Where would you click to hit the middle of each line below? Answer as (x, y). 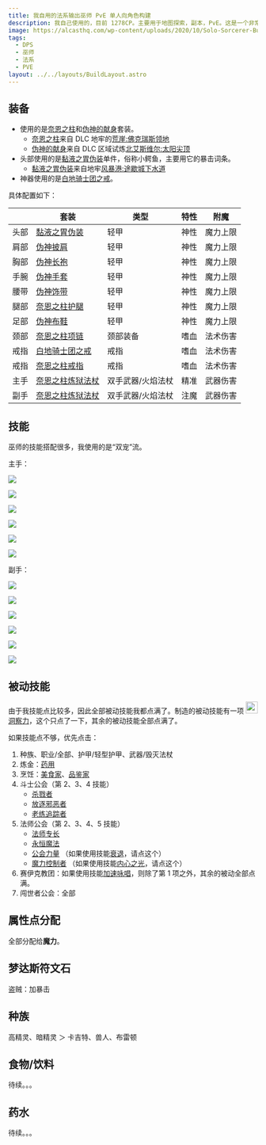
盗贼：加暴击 (29, 989)
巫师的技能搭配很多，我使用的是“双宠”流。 (77, 447)
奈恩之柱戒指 (60, 366)
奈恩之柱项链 (60, 336)
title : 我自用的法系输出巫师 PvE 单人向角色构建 (80, 15)
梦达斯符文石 (40, 969)
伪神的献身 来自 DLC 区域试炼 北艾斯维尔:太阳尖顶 (111, 149)
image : (19, 30)
